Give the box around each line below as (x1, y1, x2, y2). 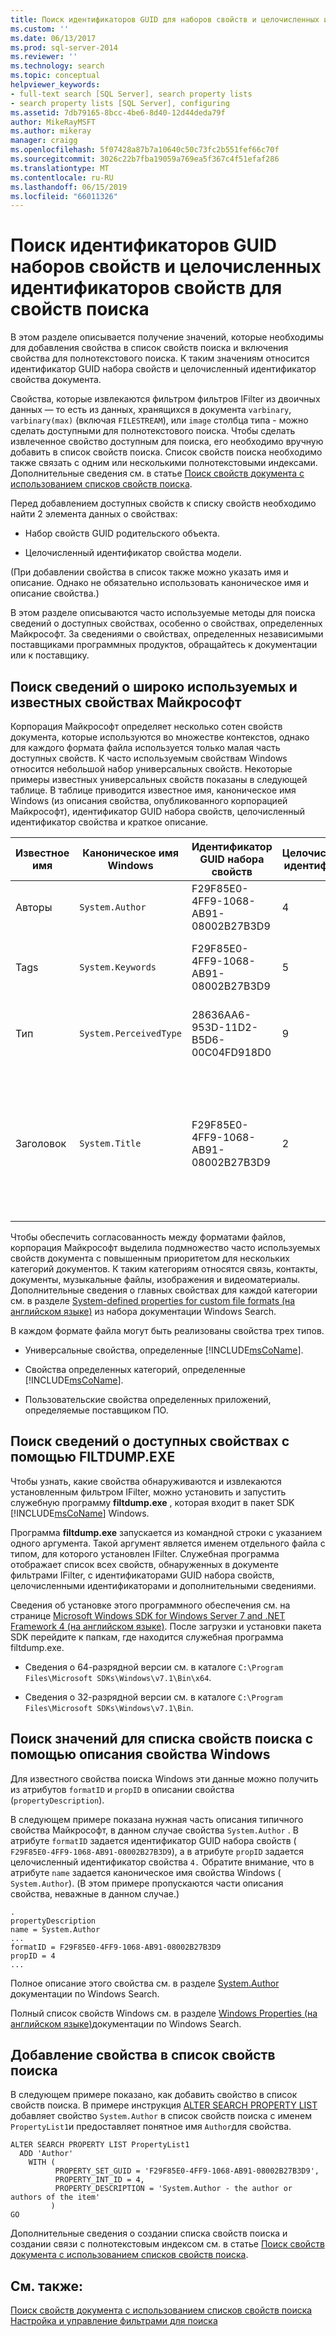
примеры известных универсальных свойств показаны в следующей (10, 774, 308, 785)
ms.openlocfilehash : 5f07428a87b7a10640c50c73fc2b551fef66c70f (10, 145, 280, 155)
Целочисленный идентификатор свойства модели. (24, 547, 242, 559)
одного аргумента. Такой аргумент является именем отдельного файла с (10, 1537, 326, 1549)
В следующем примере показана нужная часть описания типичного (10, 1813, 304, 1825)
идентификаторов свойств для (10, 277, 283, 300)
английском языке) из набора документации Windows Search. (10, 1306, 277, 1317)
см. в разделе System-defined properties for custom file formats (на (10, 1295, 296, 1306)
